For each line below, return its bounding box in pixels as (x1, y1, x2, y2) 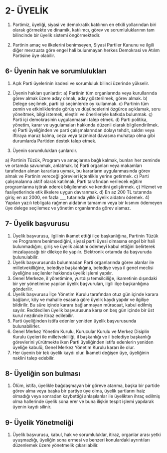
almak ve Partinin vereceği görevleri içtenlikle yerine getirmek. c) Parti (5, 173, 149, 179)
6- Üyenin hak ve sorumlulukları (5, 67, 107, 75)
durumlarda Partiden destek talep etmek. (12, 137, 97, 143)
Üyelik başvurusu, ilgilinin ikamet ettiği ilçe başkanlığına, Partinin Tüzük (12, 232, 159, 238)
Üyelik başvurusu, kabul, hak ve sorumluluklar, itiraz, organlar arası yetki (12, 431, 161, 437)
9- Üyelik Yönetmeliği (5, 418, 74, 427)
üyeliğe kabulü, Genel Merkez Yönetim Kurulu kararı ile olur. (12, 344, 135, 350)
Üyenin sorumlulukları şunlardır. (12, 147, 78, 153)
